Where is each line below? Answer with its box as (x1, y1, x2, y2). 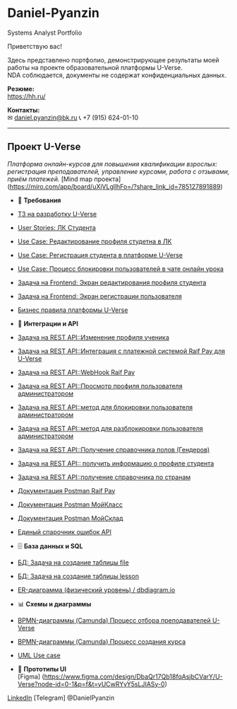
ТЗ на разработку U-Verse (17, 209, 97, 218)
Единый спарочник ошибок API (17, 527, 111, 536)
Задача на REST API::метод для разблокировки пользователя (17, 424, 203, 432)
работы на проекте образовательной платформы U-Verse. (7, 63, 183, 71)
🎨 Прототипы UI (17, 664, 67, 673)
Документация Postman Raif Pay (17, 486, 116, 495)
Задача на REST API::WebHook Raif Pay (17, 368, 135, 376)
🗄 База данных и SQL (17, 541, 83, 550)
